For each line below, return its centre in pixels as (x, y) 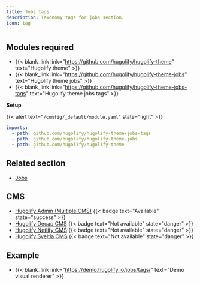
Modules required (40, 47)
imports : (17, 128)
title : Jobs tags (28, 12)
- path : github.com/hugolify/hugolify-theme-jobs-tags (81, 133)
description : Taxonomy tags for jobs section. (65, 17)
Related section (36, 163)
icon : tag (19, 23)
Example (23, 255)
